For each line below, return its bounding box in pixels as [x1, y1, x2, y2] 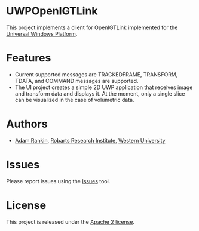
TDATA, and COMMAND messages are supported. [14, 77, 139, 84]
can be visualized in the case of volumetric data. [14, 96, 134, 103]
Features [6, 51, 51, 65]
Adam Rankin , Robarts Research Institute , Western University [14, 137, 166, 144]
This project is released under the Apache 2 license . [6, 218, 134, 225]
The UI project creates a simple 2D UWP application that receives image [14, 84, 193, 91]
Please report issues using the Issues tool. [6, 177, 111, 184]
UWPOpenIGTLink [6, 4, 98, 18]
